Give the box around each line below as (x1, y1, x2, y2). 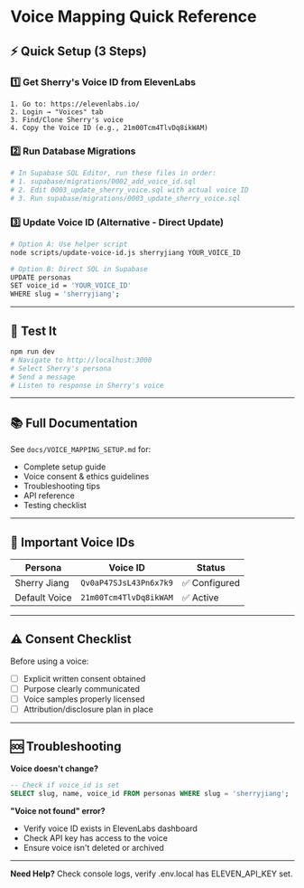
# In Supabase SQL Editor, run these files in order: (10, 169, 217, 178)
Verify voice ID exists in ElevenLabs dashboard (23, 823, 198, 834)
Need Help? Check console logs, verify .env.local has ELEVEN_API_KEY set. (10, 868, 293, 879)
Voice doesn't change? (10, 762, 98, 774)
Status (196, 562, 226, 574)
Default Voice (14, 591, 72, 604)
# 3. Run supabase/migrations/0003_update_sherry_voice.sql (10, 194, 242, 203)
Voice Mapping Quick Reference (10, 6, 257, 27)
